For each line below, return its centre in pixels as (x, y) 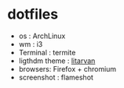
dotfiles (33, 14)
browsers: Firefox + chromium (67, 69)
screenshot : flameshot (56, 77)
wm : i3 (31, 44)
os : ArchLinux (42, 36)
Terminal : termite (47, 52)
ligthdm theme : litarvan (57, 61)
